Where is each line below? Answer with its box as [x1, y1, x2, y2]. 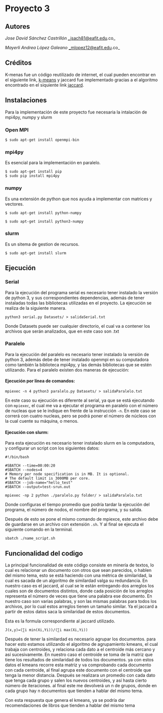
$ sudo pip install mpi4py [5, 173, 60, 178]
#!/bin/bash [5, 455, 29, 460]
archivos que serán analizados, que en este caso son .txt [5, 328, 119, 334]
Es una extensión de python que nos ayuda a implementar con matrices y [5, 196, 152, 202]
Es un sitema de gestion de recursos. [5, 241, 79, 247]
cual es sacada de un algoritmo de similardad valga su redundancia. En [5, 578, 148, 583]
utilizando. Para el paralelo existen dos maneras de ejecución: [5, 367, 129, 373]
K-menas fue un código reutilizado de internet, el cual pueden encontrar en [5, 72, 156, 77]
